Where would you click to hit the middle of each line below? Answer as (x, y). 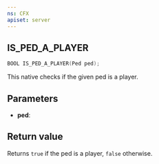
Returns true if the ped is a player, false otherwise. (80, 153)
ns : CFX (18, 13)
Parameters (33, 98)
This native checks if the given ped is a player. (73, 77)
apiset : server (29, 20)
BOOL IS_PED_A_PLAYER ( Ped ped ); (53, 64)
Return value (35, 137)
